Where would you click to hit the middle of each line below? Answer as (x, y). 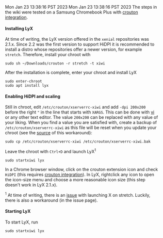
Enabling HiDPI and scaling (33, 96)
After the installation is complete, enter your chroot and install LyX (71, 73)
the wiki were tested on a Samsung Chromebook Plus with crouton (72, 12)
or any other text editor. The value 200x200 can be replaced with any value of (81, 117)
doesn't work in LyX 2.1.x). (31, 185)
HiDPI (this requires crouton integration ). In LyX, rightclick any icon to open (80, 175)
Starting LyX (18, 211)
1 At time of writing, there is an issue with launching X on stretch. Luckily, (78, 195)
